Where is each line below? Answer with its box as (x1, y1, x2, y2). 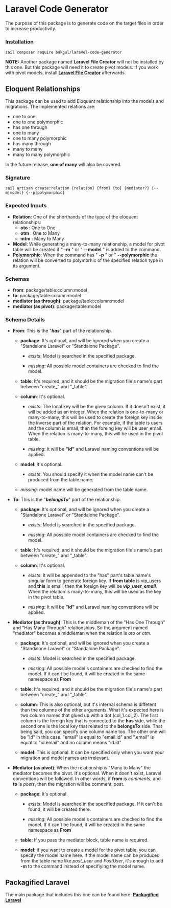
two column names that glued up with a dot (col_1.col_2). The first (20, 712, 158, 719)
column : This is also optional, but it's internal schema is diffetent (20, 701, 157, 707)
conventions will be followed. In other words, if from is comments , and (12, 776, 161, 782)
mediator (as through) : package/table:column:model (12, 298, 125, 304)
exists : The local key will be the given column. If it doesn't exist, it (28, 404, 166, 410)
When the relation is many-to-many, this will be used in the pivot (28, 431, 163, 437)
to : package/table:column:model (12, 292, 82, 298)
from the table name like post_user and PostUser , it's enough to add (20, 858, 164, 864)
